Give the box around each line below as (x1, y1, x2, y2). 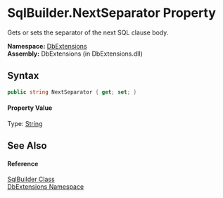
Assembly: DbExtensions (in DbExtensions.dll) (7, 49, 143, 58)
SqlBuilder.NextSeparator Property (7, 5, 217, 21)
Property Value (7, 104, 53, 112)
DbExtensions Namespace (7, 182, 84, 191)
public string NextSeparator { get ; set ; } (7, 88, 137, 96)
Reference (7, 159, 39, 168)
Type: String (7, 119, 43, 128)
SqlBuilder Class (7, 175, 55, 184)
